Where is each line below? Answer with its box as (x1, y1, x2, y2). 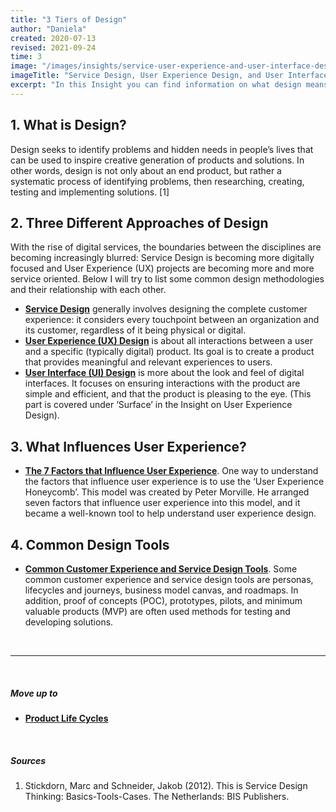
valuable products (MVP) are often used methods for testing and (24, 606, 291, 617)
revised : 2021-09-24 (10, 42, 97, 53)
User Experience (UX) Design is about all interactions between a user (24, 335, 314, 347)
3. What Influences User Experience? (10, 438, 247, 455)
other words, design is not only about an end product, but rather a (10, 164, 282, 176)
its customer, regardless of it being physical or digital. (24, 324, 247, 336)
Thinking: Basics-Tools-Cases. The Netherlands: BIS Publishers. (24, 790, 290, 802)
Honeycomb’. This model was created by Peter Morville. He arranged (24, 486, 310, 498)
